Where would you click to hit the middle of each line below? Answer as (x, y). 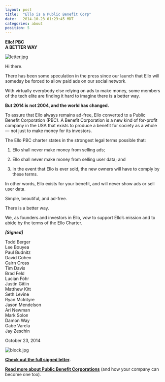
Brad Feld (15, 274)
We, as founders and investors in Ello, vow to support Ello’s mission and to (80, 218)
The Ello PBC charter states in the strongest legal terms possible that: (76, 140)
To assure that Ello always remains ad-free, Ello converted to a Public (75, 115)
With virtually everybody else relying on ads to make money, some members (83, 91)
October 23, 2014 (23, 341)
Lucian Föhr (17, 278)
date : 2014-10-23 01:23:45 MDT (39, 19)
